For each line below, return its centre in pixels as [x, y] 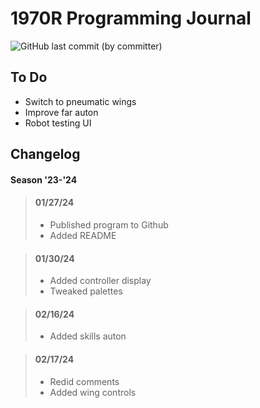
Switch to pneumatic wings [80, 101]
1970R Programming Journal [131, 18]
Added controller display [100, 281]
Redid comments [84, 381]
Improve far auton [61, 112]
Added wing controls [93, 392]
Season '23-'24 [44, 179]
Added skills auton [88, 336]
